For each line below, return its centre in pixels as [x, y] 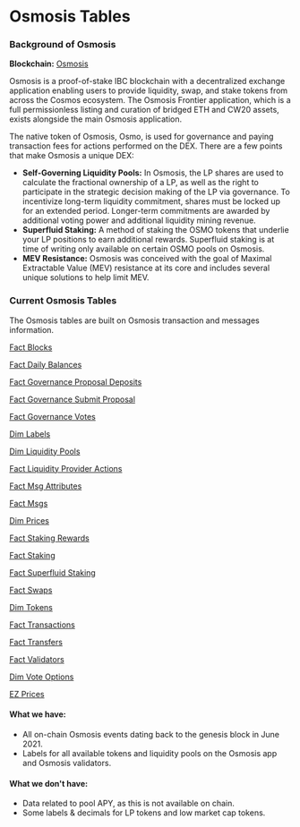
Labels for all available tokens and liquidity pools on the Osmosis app [150, 753]
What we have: [38, 714]
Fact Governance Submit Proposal [73, 399]
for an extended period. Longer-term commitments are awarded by [146, 211]
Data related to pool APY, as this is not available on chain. [128, 804]
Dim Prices [29, 520]
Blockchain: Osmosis [49, 64]
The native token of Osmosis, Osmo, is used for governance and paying [141, 137]
